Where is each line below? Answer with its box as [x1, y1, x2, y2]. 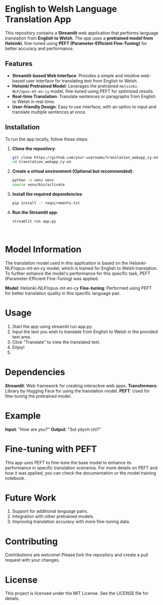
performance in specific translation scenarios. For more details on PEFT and [5, 465, 158, 471]
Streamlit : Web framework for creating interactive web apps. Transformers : [5, 382, 158, 389]
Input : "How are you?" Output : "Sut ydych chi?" [5, 426, 101, 432]
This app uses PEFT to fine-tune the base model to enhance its [5, 459, 131, 465]
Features [5, 60, 33, 68]
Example [5, 410, 41, 421]
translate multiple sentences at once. [12, 109, 87, 115]
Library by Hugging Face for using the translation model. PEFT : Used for [5, 388, 150, 394]
